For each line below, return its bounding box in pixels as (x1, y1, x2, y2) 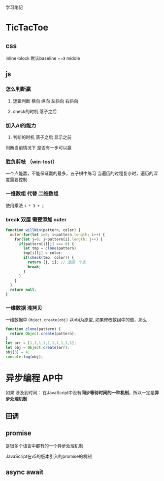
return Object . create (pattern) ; (10, 331, 77, 337)
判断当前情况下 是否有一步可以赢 (5, 144, 72, 150)
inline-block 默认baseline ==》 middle (5, 55, 80, 61)
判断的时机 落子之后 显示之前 (12, 134, 72, 140)
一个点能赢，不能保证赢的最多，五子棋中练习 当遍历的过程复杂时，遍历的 (5, 170, 154, 177)
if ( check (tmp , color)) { (23, 255, 74, 260)
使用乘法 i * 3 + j (5, 202, 44, 208)
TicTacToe (5, 22, 49, 33)
